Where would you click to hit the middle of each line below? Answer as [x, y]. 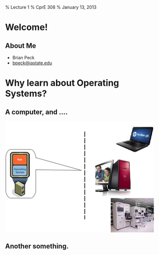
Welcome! [26, 27]
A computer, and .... [36, 112]
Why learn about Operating [62, 83]
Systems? [26, 94]
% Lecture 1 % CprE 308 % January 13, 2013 [51, 7]
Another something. [37, 246]
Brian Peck [23, 58]
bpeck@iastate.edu [32, 63]
